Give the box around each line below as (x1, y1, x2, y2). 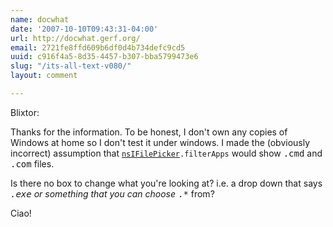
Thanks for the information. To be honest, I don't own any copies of (10, 126, 288, 138)
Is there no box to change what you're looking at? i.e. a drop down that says (10, 177, 323, 189)
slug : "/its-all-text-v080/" (10, 61, 132, 71)
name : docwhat (10, 14, 70, 25)
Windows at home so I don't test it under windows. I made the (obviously (10, 136, 311, 148)
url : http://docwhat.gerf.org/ (10, 33, 141, 43)
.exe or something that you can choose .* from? (10, 187, 215, 200)
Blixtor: (10, 106, 40, 118)
